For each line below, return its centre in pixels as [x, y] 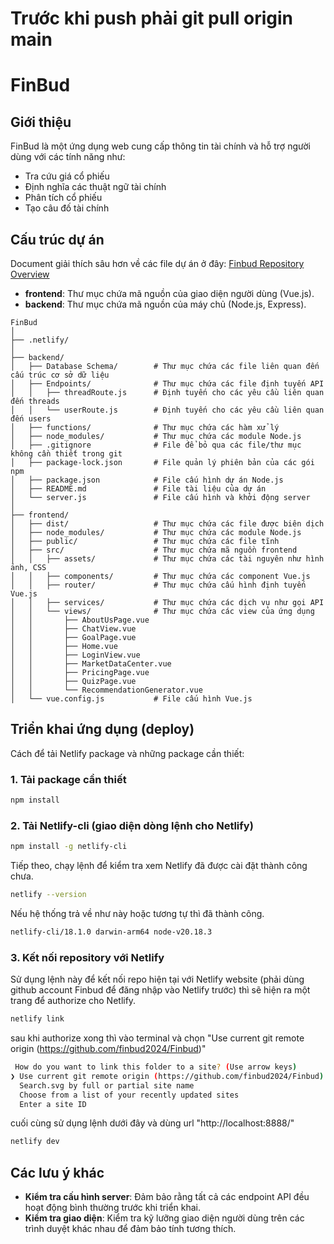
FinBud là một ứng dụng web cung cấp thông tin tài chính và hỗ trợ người [160, 146]
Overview [30, 274]
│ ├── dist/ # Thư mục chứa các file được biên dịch [167, 524]
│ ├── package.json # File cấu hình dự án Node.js [147, 480]
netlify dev [35, 1142]
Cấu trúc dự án [57, 239]
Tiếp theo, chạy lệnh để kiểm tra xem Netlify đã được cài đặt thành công [159, 866]
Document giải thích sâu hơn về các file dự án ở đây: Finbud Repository [157, 263]
